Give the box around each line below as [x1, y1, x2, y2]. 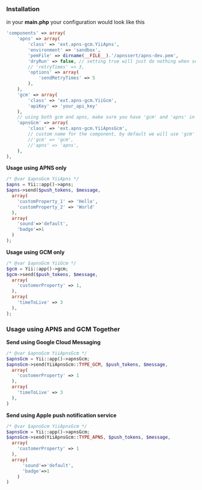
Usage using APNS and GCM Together [6, 325, 120, 333]
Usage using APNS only [6, 165, 67, 172]
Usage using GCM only [6, 248, 65, 256]
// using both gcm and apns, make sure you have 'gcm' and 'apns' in [17, 114, 195, 121]
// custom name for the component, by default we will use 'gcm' [28, 131, 195, 137]
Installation [6, 5, 40, 13]
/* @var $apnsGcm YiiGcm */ [6, 260, 77, 266]
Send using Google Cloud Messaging [6, 338, 101, 345]
